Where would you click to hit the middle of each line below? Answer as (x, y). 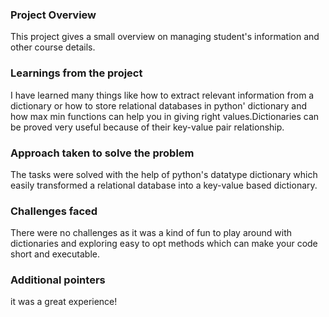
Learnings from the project (76, 73)
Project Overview (53, 15)
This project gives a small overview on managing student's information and (165, 37)
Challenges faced (54, 211)
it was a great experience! (64, 302)
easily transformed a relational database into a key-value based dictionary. (164, 185)
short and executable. (55, 254)
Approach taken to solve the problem (102, 153)
